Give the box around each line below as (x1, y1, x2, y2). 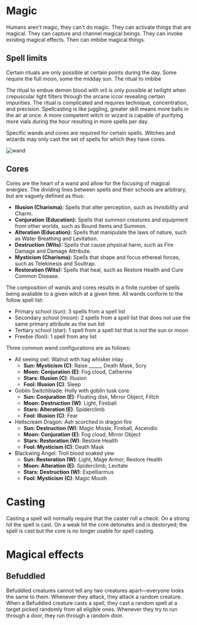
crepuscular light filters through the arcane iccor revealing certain (6, 92, 166, 100)
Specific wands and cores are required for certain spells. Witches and (6, 129, 175, 136)
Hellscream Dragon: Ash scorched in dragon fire (14, 418, 132, 425)
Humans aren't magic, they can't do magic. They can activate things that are (6, 24, 192, 31)
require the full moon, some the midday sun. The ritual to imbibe (6, 75, 162, 82)
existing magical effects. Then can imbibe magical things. (6, 36, 146, 43)
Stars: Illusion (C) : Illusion (23, 374, 87, 381)
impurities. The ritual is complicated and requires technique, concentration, (6, 99, 188, 106)
